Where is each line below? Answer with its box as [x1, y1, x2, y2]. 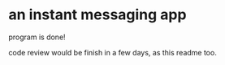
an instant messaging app [8, 6, 187, 24]
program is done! [8, 32, 67, 42]
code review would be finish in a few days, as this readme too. [8, 47, 217, 57]
